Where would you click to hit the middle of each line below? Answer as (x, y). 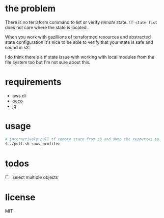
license (20, 197)
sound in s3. (18, 47)
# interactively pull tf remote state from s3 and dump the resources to (82, 139)
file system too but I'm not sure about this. (48, 62)
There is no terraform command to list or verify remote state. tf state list (81, 22)
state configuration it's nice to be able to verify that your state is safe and (79, 42)
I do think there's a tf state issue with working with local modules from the (80, 57)
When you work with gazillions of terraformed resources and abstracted (78, 37)
